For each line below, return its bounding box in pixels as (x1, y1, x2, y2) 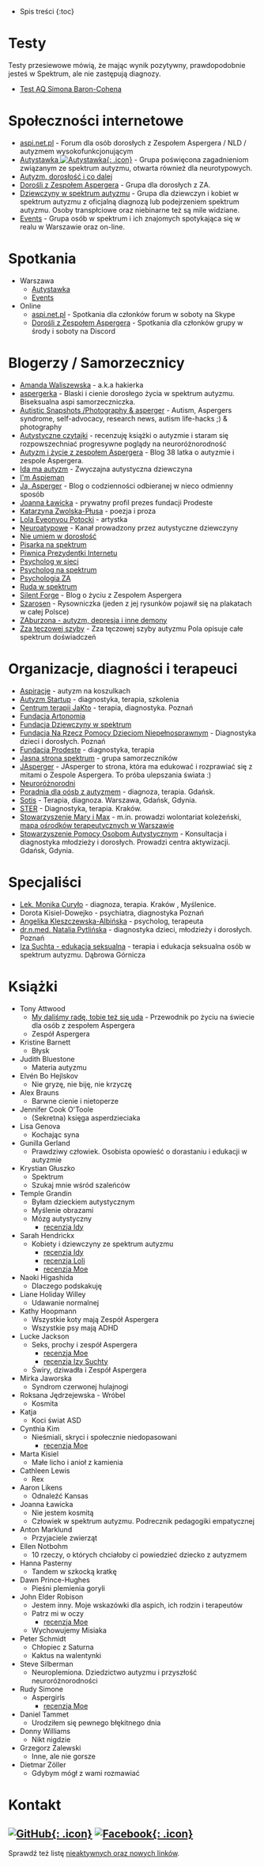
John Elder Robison (19, 1592, 84, 1601)
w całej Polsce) (19, 606, 70, 616)
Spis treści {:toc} (19, 7, 75, 16)
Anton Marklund (19, 1524, 73, 1534)
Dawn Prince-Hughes (19, 1575, 91, 1585)
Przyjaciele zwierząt (31, 1533, 97, 1543)
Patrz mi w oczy (31, 1608, 85, 1618)
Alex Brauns (19, 1087, 59, 1097)
